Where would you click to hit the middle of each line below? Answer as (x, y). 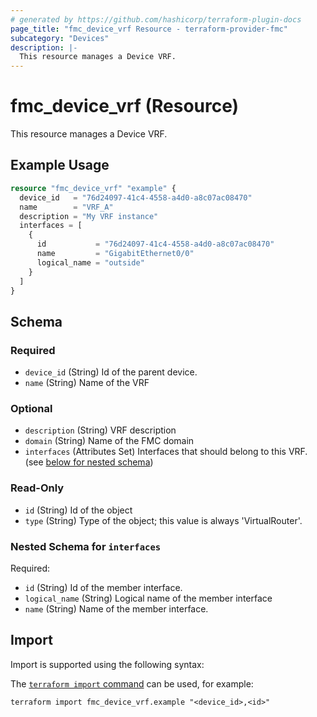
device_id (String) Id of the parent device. (111, 372)
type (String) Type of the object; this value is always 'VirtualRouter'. (163, 520)
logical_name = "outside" (90, 262)
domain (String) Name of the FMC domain (109, 441)
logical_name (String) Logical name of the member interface (148, 598)
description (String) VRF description (100, 430)
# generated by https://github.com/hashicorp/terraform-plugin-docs (156, 19)
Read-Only (37, 488)
